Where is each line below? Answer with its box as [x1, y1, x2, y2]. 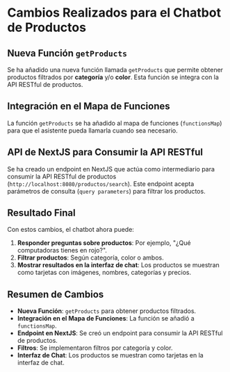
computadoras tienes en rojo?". [17, 246, 108, 255]
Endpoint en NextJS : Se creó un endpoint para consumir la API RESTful [17, 329, 223, 337]
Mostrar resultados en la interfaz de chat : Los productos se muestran [17, 261, 220, 269]
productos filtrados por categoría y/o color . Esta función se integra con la [7, 73, 219, 81]
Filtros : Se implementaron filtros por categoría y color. [17, 344, 173, 352]
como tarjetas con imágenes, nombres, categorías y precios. [17, 269, 192, 277]
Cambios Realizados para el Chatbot [7, 5, 221, 21]
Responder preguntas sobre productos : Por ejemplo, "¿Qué [17, 239, 191, 247]
